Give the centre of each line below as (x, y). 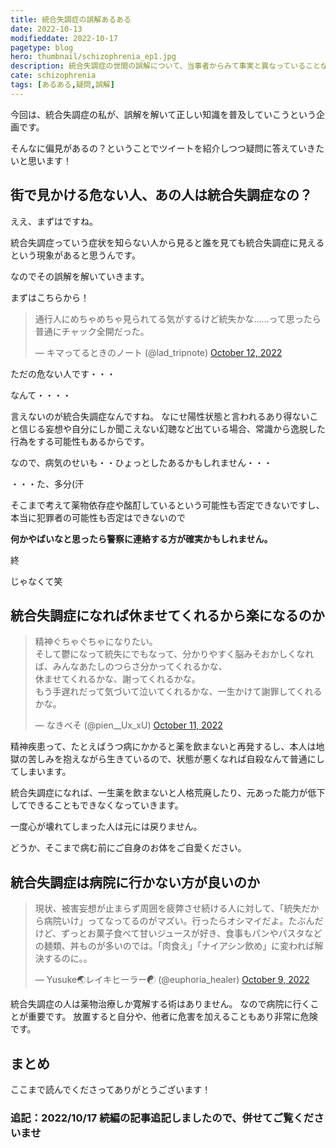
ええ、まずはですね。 (54, 221)
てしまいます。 (41, 772)
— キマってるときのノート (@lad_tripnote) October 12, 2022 (158, 352)
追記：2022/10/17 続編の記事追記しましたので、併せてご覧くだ (162, 1118)
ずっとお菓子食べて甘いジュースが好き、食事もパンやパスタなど (192, 933)
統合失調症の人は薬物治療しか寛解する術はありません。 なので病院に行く (160, 1004)
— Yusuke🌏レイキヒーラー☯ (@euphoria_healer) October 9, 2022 (172, 980)
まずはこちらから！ (50, 297)
